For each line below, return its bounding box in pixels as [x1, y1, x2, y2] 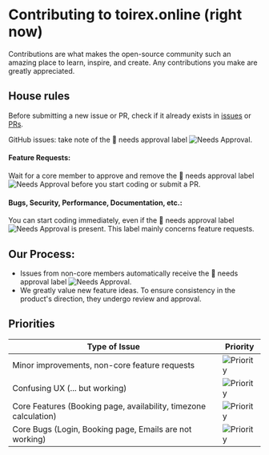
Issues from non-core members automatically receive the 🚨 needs [19, 268, 239, 278]
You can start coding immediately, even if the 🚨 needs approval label [8, 215, 235, 225]
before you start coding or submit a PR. [70, 179, 201, 189]
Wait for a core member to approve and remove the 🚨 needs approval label [8, 171, 255, 180]
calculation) [12, 410, 58, 421]
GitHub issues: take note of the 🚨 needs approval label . [8, 135, 253, 144]
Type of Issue [86, 340, 140, 352]
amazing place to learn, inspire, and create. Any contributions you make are [8, 58, 258, 67]
